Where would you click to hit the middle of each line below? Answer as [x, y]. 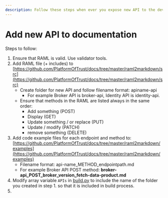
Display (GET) [41, 116]
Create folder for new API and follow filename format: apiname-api [88, 90]
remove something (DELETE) [57, 132]
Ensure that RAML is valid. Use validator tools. [60, 58]
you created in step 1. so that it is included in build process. [73, 185]
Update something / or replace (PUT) [65, 122]
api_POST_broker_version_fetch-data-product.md [73, 175]
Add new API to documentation [71, 34]
